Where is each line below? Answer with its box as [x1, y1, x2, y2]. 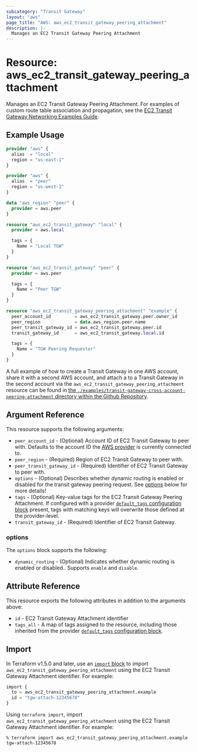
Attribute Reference [6, 582, 81, 592]
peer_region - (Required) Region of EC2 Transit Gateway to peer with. [14, 455, 183, 463]
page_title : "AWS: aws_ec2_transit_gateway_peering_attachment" [6, 19, 167, 25]
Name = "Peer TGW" [16, 287, 62, 293]
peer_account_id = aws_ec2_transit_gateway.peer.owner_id [11, 313, 178, 319]
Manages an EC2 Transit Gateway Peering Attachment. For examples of [6, 101, 180, 108]
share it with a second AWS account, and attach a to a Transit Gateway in [6, 374, 184, 381]
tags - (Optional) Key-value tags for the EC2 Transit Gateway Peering [14, 493, 182, 500]
